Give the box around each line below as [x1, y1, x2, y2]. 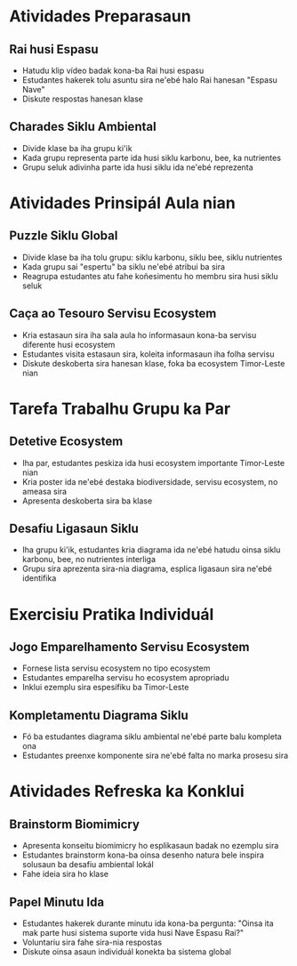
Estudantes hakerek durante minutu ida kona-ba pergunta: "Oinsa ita [21, 918, 274, 929]
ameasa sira [21, 486, 68, 496]
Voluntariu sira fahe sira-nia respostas [21, 937, 163, 948]
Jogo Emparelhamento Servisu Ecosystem [9, 640, 250, 655]
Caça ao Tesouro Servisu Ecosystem [9, 306, 217, 321]
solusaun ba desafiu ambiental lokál [21, 859, 154, 870]
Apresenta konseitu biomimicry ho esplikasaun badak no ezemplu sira [21, 841, 279, 851]
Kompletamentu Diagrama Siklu [9, 707, 189, 722]
